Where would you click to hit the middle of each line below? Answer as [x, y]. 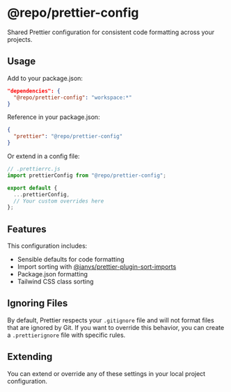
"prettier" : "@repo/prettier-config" [68, 136]
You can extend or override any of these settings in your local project [106, 373]
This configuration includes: [47, 246]
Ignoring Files [38, 303]
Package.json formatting [53, 274]
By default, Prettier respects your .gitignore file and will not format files [111, 320]
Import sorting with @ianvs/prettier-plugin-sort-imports [97, 267]
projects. [20, 39]
